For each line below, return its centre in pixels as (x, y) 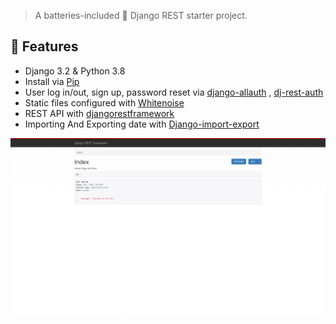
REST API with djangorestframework (99, 113)
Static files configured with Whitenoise (104, 102)
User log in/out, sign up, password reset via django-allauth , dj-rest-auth (174, 92)
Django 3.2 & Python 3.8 (75, 71)
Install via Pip (52, 81)
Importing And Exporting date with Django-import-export (142, 124)
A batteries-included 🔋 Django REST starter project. (141, 15)
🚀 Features (44, 46)
